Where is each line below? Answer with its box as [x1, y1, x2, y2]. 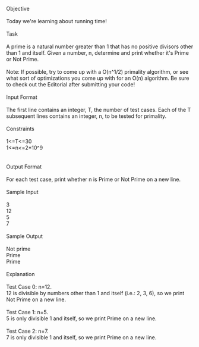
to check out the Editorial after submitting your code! [6, 81, 135, 88]
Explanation [6, 271, 35, 277]
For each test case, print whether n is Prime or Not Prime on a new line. [6, 176, 181, 183]
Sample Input [6, 189, 39, 195]
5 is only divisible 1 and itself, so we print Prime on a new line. [6, 315, 157, 322]
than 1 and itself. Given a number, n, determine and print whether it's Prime [6, 49, 189, 56]
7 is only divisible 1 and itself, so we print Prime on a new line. [6, 334, 157, 341]
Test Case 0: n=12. [6, 283, 52, 290]
